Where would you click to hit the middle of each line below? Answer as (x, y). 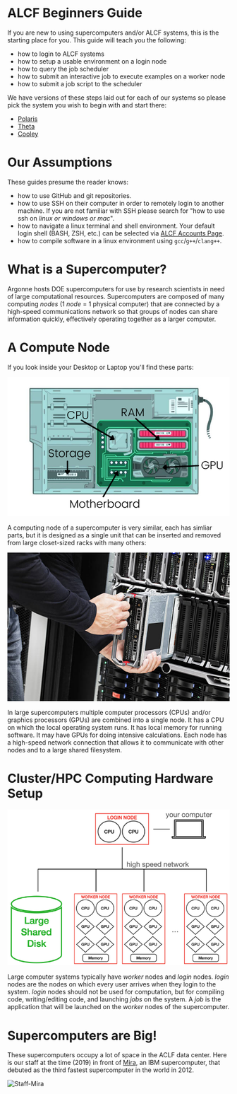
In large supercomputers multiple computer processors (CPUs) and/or (109, 712)
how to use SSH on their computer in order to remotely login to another (121, 203)
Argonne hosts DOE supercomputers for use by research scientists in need (116, 289)
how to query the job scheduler (63, 69)
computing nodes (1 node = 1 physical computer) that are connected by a (114, 304)
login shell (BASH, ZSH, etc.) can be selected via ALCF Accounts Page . (121, 233)
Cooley (28, 134)
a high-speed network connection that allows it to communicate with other (116, 742)
